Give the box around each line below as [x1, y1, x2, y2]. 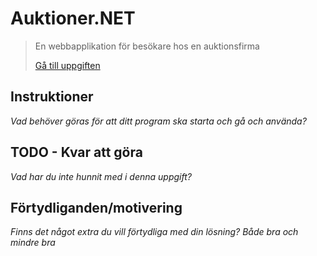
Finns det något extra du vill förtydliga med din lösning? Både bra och [10, 226, 299, 238]
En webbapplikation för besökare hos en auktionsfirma [34, 40, 260, 52]
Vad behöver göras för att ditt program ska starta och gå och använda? [10, 115, 307, 127]
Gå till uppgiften [34, 59, 101, 71]
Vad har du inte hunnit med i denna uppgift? [10, 170, 192, 182]
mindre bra [10, 237, 56, 249]
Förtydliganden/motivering [10, 199, 183, 216]
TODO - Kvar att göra [10, 144, 143, 161]
